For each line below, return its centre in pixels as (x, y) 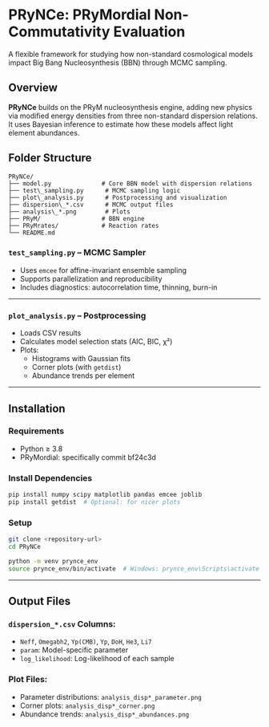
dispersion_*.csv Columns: (62, 624)
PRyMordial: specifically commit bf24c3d (88, 457)
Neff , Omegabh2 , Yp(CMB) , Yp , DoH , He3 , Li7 (86, 642)
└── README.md (32, 233)
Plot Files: (28, 680)
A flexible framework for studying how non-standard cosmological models (131, 54)
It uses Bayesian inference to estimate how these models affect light (121, 124)
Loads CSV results (50, 333)
